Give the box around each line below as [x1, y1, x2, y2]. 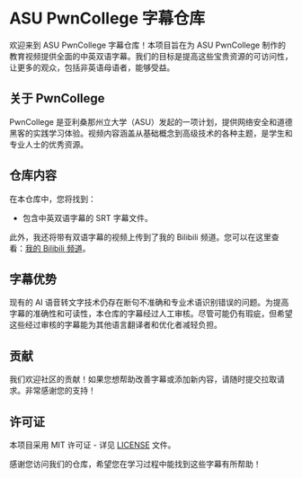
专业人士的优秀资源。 [9, 138, 88, 149]
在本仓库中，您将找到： [9, 193, 96, 204]
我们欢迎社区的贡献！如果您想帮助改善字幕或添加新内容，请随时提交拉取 [9, 374, 277, 385]
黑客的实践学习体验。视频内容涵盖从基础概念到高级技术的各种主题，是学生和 [9, 128, 293, 138]
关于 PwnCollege [9, 91, 105, 106]
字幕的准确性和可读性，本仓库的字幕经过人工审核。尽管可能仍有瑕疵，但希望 [9, 308, 293, 319]
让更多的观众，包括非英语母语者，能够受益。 [9, 62, 175, 73]
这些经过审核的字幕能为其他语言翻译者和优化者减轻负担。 [9, 320, 222, 331]
